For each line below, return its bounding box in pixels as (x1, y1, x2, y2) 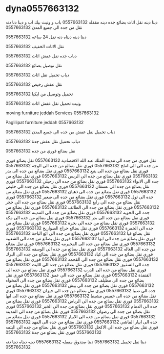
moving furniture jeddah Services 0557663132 (5, 110, 99, 116)
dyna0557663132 (5, 3, 80, 14)
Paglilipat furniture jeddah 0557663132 (5, 119, 84, 125)
